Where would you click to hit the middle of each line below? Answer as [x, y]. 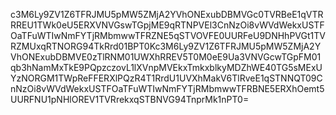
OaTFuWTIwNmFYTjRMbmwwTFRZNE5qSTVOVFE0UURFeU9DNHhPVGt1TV [168, 35]
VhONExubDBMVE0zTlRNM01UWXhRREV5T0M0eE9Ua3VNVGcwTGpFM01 [166, 57]
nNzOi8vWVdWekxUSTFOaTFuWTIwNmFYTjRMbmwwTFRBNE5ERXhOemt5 [167, 88]
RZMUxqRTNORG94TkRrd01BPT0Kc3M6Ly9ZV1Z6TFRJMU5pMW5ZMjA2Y [166, 46]
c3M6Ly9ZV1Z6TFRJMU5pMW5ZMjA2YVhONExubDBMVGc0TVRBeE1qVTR [167, 14]
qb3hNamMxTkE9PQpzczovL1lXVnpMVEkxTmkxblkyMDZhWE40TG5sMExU [166, 67]
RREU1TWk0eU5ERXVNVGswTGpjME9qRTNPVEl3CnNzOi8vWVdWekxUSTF [167, 25]
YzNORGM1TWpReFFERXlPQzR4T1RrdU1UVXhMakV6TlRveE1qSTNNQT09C [166, 78]
